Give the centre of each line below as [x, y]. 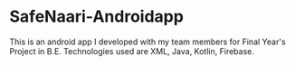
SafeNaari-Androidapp [96, 17]
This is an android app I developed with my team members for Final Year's [148, 42]
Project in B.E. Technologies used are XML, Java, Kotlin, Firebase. [132, 51]
